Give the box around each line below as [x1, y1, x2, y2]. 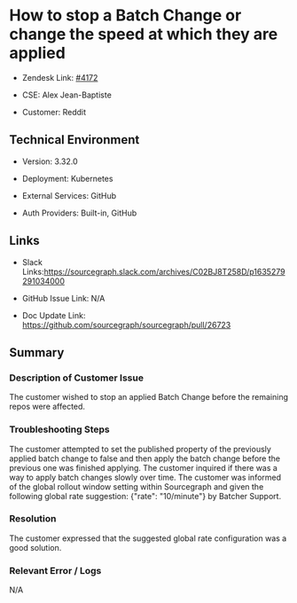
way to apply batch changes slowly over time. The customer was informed [9, 472, 282, 482]
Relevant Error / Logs [9, 564, 102, 576]
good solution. [9, 542, 62, 552]
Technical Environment [9, 132, 140, 147]
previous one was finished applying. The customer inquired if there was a [9, 462, 277, 473]
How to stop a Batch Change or [9, 5, 242, 26]
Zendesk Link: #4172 [21, 72, 98, 82]
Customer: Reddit [21, 106, 87, 117]
